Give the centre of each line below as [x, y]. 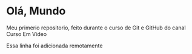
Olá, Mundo [36, 11]
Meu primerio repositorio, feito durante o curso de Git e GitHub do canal [96, 28]
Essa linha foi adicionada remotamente [55, 46]
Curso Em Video [27, 34]
